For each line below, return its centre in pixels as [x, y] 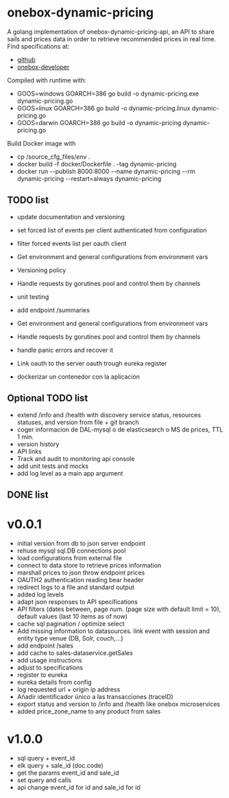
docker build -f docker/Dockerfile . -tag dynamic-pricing [97, 164]
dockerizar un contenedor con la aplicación [79, 377]
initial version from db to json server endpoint [81, 543]
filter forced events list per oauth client [72, 243]
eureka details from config [54, 682]
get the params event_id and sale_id [68, 773]
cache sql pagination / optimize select [71, 623]
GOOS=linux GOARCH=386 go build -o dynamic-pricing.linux [104, 108]
